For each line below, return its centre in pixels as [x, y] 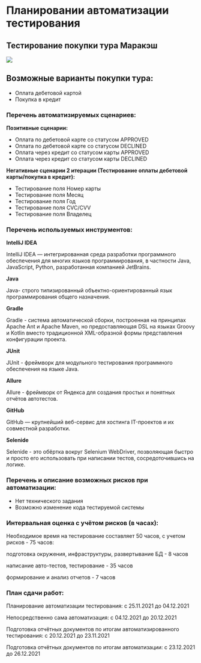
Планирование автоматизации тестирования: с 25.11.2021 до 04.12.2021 [98, 606]
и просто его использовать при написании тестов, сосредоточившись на [100, 458]
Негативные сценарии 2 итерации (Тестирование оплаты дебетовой [97, 171]
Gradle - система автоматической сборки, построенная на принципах [96, 320]
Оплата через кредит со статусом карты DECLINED [81, 159]
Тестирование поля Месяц [49, 195]
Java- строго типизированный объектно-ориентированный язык [89, 291]
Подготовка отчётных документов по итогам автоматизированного [93, 629]
